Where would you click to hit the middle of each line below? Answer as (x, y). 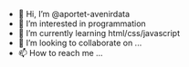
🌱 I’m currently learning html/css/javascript (99, 33)
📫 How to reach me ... (60, 53)
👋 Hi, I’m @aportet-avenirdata (74, 14)
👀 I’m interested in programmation (82, 24)
